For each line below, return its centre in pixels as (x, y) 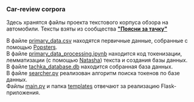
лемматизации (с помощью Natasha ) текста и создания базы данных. (97, 60)
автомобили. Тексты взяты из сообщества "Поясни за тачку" (87, 29)
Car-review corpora (36, 9)
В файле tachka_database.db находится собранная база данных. (90, 67)
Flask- (169, 86)
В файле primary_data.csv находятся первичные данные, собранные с (97, 41)
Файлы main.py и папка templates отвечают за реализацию (83, 86)
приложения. (23, 93)
